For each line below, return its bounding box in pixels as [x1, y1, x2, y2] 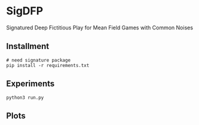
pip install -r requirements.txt [6, 62, 90, 68]
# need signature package [6, 57, 71, 63]
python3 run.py [6, 94, 44, 100]
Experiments [6, 79, 55, 89]
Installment [6, 41, 50, 51]
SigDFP [6, 4, 44, 18]
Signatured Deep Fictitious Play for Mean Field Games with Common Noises [6, 24, 193, 31]
